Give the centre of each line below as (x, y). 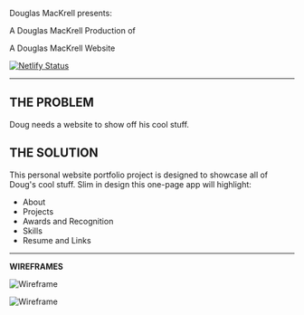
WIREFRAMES (36, 266)
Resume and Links (57, 240)
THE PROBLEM (52, 103)
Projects (38, 211)
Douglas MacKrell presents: (61, 13)
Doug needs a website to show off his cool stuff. (100, 124)
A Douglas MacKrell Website (62, 48)
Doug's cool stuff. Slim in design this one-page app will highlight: (130, 184)
